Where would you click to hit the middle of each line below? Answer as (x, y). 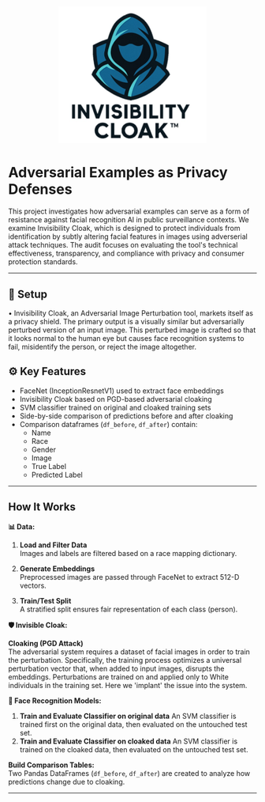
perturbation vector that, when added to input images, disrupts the (116, 668)
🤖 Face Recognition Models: (55, 700)
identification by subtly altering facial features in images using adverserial (128, 236)
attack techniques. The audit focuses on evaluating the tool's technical (123, 245)
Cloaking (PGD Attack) (46, 643)
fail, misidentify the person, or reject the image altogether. (103, 346)
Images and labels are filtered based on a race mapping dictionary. (128, 553)
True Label (49, 466)
